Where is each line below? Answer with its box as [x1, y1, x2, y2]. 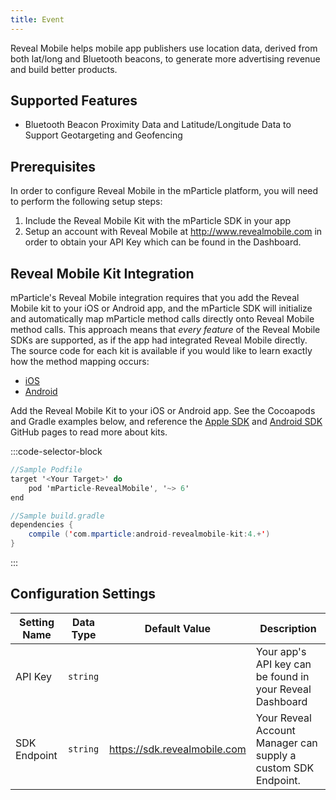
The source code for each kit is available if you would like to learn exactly [10, 345, 313, 357]
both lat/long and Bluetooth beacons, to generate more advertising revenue [10, 52, 321, 65]
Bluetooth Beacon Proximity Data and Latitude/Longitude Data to [24, 119, 292, 131]
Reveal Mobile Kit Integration [10, 265, 195, 282]
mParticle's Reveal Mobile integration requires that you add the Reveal [10, 292, 300, 304]
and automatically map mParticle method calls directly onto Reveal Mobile [10, 313, 315, 325]
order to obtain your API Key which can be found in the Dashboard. [24, 236, 302, 248]
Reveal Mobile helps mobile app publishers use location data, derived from [10, 42, 318, 54]
